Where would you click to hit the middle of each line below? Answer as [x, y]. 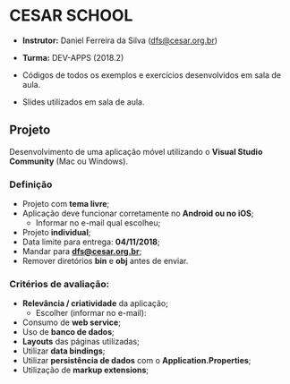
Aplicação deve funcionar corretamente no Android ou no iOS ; [138, 213]
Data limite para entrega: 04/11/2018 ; [91, 242]
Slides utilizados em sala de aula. [83, 102]
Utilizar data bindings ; [64, 351]
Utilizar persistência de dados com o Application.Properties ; [136, 361]
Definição [31, 184]
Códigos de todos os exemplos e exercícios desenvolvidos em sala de [152, 75]
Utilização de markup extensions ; [85, 370]
